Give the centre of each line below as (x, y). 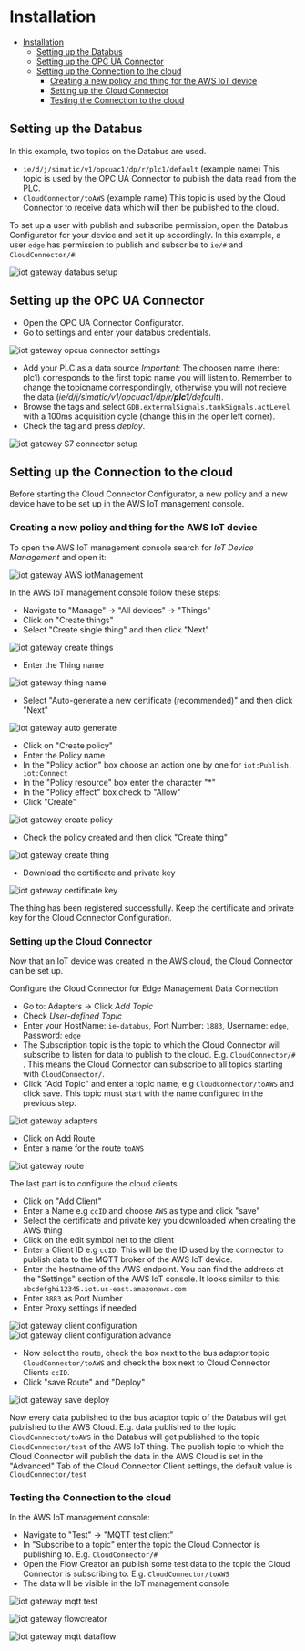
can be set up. (36, 970)
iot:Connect (45, 773)
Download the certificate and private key (99, 873)
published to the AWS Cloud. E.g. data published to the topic (123, 1426)
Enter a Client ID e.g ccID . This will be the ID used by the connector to (153, 1249)
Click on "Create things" (68, 620)
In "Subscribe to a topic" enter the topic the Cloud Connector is (142, 1545)
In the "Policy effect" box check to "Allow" (102, 792)
